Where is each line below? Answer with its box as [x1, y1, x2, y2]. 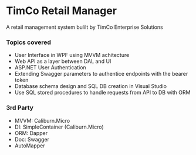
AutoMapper [14, 142, 45, 149]
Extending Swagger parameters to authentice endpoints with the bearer [14, 70, 188, 77]
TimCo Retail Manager [6, 4, 117, 18]
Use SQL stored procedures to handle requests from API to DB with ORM [14, 89, 191, 96]
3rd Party [6, 104, 34, 112]
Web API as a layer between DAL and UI [14, 58, 111, 65]
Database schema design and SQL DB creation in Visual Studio [14, 83, 167, 90]
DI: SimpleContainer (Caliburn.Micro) [14, 123, 104, 130]
